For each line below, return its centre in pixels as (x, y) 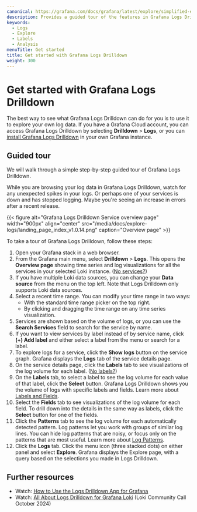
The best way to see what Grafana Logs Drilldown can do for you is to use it (98, 119)
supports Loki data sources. (49, 290)
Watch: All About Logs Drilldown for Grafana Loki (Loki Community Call (101, 497)
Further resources (40, 477)
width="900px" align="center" (44, 224)
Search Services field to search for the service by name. (84, 328)
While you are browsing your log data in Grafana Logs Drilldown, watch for (96, 187)
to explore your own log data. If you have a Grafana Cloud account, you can (98, 124)
